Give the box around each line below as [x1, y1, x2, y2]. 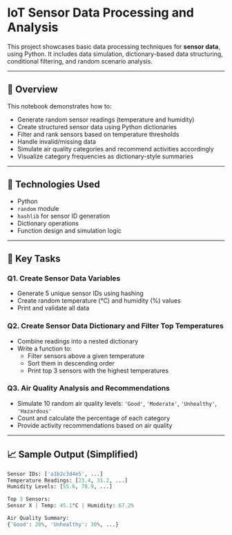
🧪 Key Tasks [7, 252, 61, 264]
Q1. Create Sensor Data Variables [7, 273, 121, 283]
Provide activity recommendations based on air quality [17, 421, 173, 429]
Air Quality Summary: [7, 515, 70, 522]
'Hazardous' [17, 408, 52, 415]
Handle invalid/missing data [17, 137, 97, 146]
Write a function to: [17, 344, 72, 353]
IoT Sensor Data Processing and [7, 5, 195, 21]
